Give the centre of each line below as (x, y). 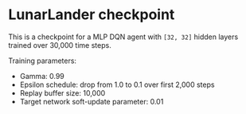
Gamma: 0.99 (42, 76)
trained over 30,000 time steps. (60, 45)
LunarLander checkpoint (92, 15)
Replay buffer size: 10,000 (62, 92)
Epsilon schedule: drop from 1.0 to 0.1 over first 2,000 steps (117, 85)
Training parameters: (43, 61)
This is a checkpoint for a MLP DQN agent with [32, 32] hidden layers (123, 37)
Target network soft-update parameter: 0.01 (92, 101)
